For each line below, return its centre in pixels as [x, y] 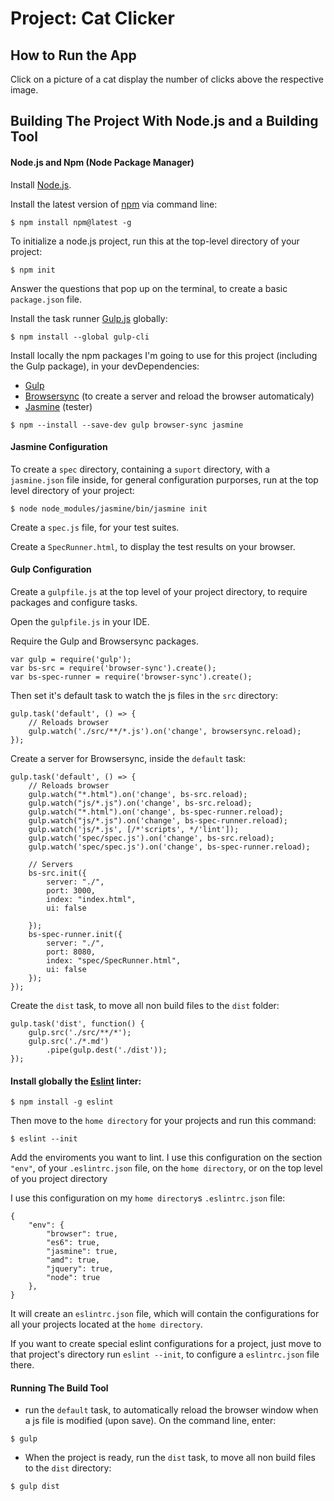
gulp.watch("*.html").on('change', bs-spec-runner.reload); [156, 812]
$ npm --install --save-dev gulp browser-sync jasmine [127, 425]
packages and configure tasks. [74, 602]
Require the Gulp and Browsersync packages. [104, 641]
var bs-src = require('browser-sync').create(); [113, 668]
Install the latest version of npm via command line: [114, 204]
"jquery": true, [80, 1269]
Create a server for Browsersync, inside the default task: [128, 758]
